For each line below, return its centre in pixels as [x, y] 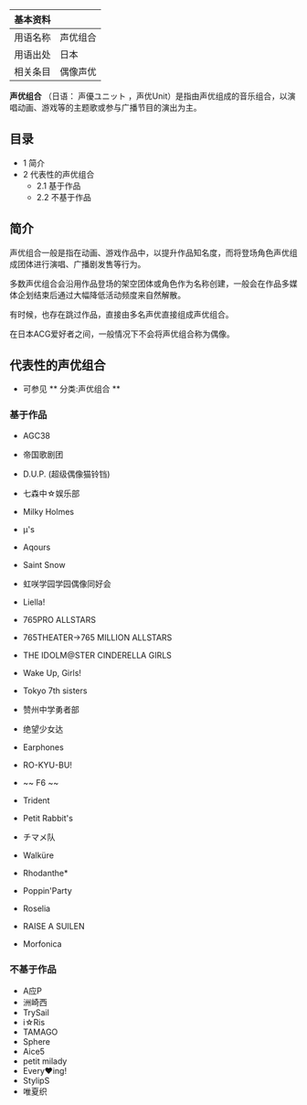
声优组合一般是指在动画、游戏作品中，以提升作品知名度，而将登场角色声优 [149, 252]
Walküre [38, 855]
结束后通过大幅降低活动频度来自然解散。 [109, 295]
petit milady [45, 1061]
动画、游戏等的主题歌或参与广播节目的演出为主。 [109, 107]
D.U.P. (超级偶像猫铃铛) [66, 474]
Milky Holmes [48, 511]
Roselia [37, 908]
